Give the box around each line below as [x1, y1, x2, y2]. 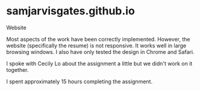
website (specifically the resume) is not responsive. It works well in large [6, 42, 187, 49]
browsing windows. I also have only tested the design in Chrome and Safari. [6, 48, 195, 55]
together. [6, 66, 29, 73]
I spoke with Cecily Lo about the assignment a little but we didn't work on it [6, 60, 193, 67]
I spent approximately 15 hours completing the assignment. [6, 78, 152, 85]
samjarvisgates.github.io [6, 4, 136, 18]
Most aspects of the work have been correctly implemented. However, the [6, 35, 190, 43]
